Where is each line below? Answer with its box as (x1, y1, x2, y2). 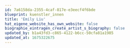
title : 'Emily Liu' (5, 16, 46, 21)
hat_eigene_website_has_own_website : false (5, 21, 98, 26)
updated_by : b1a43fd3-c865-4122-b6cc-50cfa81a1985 (5, 30, 114, 35)
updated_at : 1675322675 (5, 35, 55, 40)
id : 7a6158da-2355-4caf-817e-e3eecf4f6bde (5, 7, 96, 12)
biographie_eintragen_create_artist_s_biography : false (5, 26, 125, 31)
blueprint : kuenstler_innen (5, 12, 64, 17)
